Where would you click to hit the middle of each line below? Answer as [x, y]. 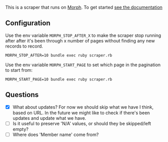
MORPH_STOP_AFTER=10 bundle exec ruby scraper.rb [59, 55]
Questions [22, 95]
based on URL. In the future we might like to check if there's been [81, 113]
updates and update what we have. [49, 118]
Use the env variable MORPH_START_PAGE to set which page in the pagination [83, 65]
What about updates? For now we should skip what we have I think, [83, 107]
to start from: [19, 70]
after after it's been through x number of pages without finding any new [80, 40]
